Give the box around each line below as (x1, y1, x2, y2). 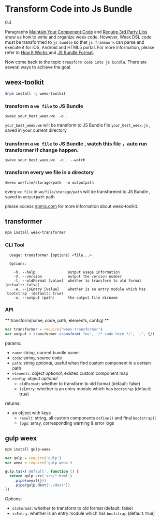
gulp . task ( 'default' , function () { (5, 469, 79, 474)
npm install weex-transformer (5, 230, 66, 235)
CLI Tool (5, 242, 25, 248)
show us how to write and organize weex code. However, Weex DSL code (5, 34, 152, 40)
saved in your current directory (5, 127, 67, 133)
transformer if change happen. (5, 147, 79, 154)
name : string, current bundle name (12, 349, 79, 355)
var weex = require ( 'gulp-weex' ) (5, 460, 73, 465)
